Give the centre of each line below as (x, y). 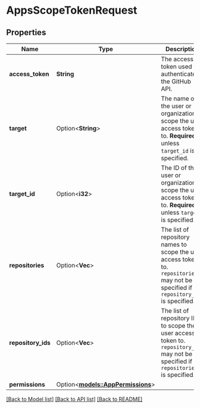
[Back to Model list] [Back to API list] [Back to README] (74, 399)
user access (178, 333)
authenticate (179, 74)
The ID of (174, 168)
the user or (176, 106)
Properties (26, 32)
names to (174, 245)
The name (175, 99)
